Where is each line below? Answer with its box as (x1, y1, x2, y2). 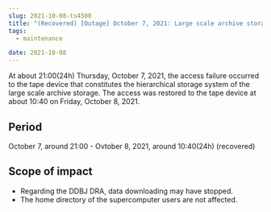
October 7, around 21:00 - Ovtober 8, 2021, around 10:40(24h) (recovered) (8, 141, 256, 151)
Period (8, 120, 43, 134)
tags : (8, 27, 27, 35)
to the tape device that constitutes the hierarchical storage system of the (8, 80, 250, 89)
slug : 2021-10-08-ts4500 (8, 11, 92, 20)
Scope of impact (8, 164, 93, 178)
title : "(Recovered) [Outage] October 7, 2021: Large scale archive (8, 19, 244, 27)
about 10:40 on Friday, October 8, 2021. (8, 97, 140, 106)
